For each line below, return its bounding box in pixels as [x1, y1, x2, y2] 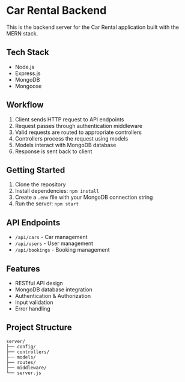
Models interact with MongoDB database [14, 141, 117, 148]
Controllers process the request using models [14, 135, 129, 142]
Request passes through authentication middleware [14, 122, 143, 129]
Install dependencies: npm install [14, 187, 99, 195]
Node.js [14, 63, 35, 70]
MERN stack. [6, 29, 38, 37]
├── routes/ [6, 359, 36, 365]
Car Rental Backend [6, 4, 107, 17]
